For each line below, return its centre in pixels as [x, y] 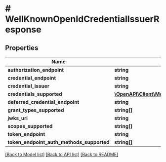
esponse [23, 30]
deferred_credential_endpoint [43, 102]
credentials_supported [35, 94]
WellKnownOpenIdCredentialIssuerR [82, 19]
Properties [22, 48]
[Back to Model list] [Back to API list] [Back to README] [62, 154]
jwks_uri [18, 118]
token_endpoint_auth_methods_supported [59, 142]
